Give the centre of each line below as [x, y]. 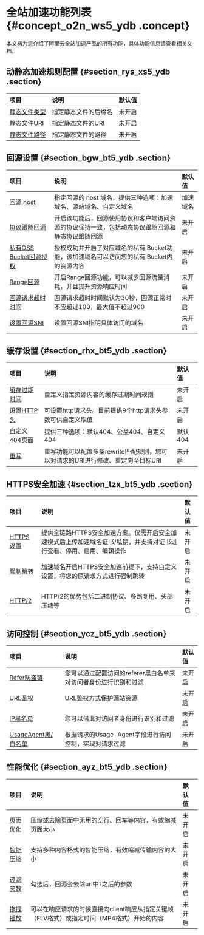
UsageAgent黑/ [31, 734]
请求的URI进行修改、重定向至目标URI [109, 461]
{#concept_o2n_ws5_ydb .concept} [98, 26]
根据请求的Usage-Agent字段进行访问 [118, 734]
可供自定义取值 [71, 420]
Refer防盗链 [26, 678]
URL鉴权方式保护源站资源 [101, 698]
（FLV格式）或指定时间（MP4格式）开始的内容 [97, 918]
